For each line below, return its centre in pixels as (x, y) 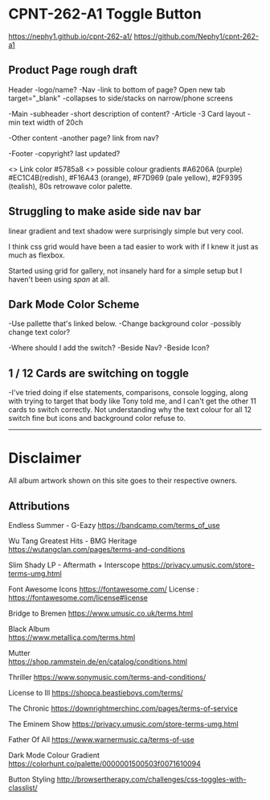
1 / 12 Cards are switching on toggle (99, 373)
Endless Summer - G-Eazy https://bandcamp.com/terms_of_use (114, 525)
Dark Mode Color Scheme (74, 304)
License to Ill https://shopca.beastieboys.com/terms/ (96, 692)
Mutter (19, 653)
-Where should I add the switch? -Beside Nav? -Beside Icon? (109, 348)
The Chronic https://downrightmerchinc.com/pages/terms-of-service (123, 708)
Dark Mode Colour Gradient (54, 755)
